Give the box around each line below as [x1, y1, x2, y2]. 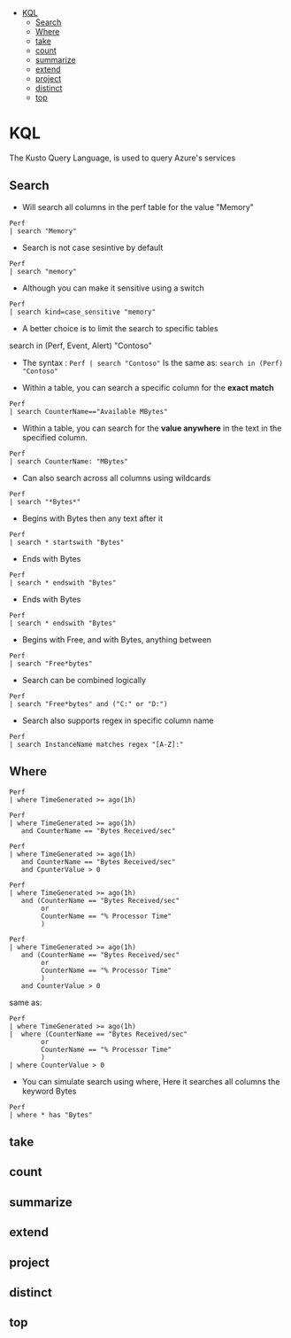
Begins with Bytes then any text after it [21, 513, 164, 524]
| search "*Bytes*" [9, 497, 81, 506]
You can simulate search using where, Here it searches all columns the [21, 1076, 280, 1086]
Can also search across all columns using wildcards [21, 472, 211, 483]
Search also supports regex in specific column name [21, 715, 214, 726]
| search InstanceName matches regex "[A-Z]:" [9, 740, 184, 749]
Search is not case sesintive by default [21, 242, 164, 253]
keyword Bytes [21, 1085, 77, 1096]
